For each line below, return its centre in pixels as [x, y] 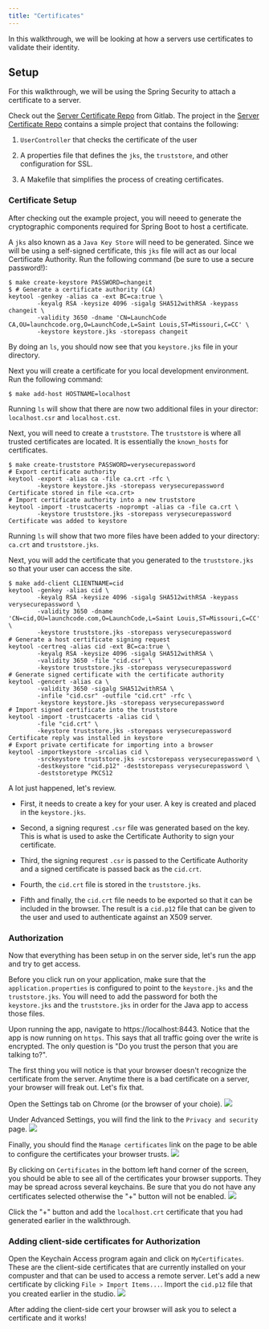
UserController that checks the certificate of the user [108, 140]
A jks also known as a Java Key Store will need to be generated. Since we [131, 242]
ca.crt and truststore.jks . [53, 544]
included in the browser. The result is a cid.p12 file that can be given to [137, 908]
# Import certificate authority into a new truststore [102, 500]
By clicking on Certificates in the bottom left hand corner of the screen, [128, 1170]
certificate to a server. [45, 100]
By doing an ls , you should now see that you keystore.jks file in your [123, 346]
